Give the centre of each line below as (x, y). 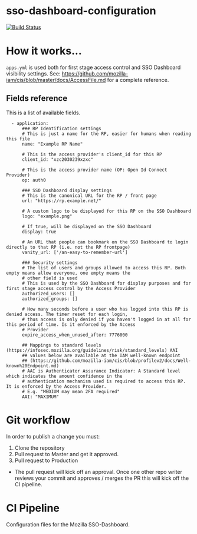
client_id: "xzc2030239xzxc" (58, 159)
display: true (39, 232)
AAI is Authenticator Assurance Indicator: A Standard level (104, 371)
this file (18, 139)
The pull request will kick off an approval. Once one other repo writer (98, 472)
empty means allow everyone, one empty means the (68, 273)
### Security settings (50, 263)
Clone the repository (40, 448)
